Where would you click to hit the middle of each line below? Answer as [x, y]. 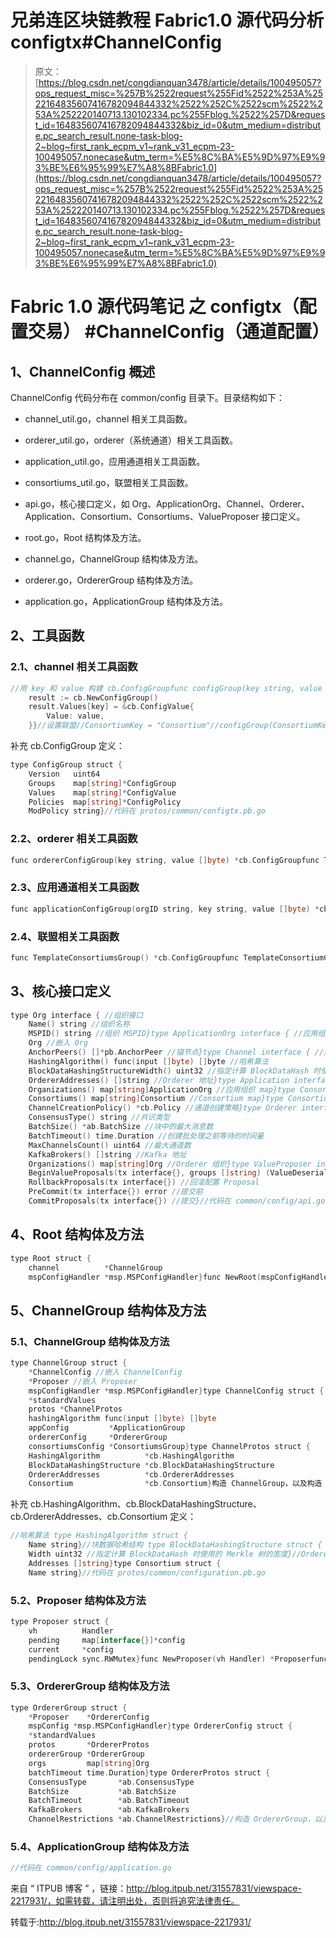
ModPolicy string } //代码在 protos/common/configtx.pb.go [147, 811]
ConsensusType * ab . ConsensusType [111, 1782]
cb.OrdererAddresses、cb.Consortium [89, 1517]
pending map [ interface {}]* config [107, 1640]
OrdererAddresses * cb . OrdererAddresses [131, 1474]
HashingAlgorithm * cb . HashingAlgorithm [131, 1456]
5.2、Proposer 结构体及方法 [78, 1600]
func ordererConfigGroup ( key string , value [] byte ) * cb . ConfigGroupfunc [165, 860]
